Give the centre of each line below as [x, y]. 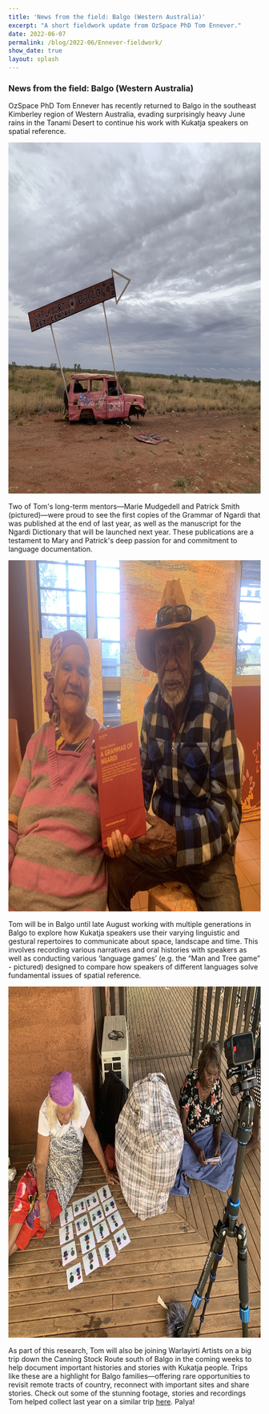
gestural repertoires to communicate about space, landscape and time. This [133, 941]
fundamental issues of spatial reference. [75, 976]
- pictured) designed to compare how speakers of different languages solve [133, 967]
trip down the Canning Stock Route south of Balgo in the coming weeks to [130, 1359]
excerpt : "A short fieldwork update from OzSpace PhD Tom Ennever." [125, 25]
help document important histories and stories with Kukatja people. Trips [128, 1367]
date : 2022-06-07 [37, 34]
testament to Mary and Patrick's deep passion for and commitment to [123, 541]
